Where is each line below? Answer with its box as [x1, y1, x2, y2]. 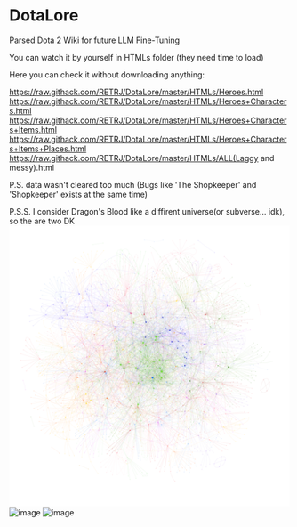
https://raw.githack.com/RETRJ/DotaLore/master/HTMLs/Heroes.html [9, 86, 264, 97]
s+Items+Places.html [9, 143, 87, 154]
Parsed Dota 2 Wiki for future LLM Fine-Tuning [9, 35, 181, 45]
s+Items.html [9, 124, 58, 134]
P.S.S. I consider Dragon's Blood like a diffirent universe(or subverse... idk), [9, 206, 285, 216]
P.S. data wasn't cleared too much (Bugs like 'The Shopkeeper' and [9, 179, 257, 190]
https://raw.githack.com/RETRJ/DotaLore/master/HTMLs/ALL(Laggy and [9, 152, 275, 163]
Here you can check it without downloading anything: [9, 69, 205, 80]
